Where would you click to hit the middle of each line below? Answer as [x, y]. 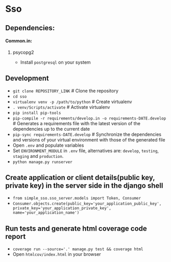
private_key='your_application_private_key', [62, 208]
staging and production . [38, 156]
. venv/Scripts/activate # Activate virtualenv [61, 107]
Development [27, 78]
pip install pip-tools [37, 113]
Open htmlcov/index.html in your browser [57, 254]
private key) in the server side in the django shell [84, 185]
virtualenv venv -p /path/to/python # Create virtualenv [72, 102]
